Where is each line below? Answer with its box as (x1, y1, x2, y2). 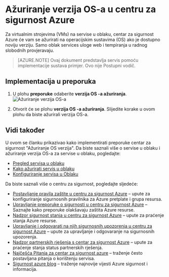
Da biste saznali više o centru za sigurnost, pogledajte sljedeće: (5, 181, 138, 187)
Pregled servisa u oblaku (12, 160, 65, 166)
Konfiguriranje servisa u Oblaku (12, 171, 78, 177)
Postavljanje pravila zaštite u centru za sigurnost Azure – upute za (12, 190, 150, 196)
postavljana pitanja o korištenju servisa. (12, 255, 95, 261)
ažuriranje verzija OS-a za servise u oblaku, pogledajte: (5, 150, 121, 156)
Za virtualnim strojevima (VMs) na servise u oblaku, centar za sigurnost (5, 31, 154, 37)
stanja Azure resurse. (12, 217, 57, 224)
